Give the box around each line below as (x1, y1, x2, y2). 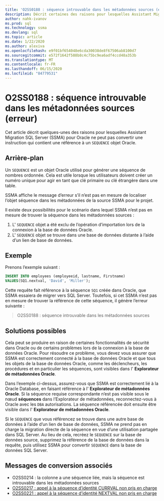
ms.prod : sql (5, 21, 32, 26)
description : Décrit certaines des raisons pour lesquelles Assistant (5, 12, 152, 17)
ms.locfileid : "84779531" (5, 71, 58, 76)
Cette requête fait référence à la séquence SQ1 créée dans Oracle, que (5, 288, 146, 293)
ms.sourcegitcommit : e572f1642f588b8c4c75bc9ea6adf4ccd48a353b (5, 53, 137, 58)
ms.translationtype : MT (5, 57, 54, 62)
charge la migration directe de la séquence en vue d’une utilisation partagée (5, 426, 158, 432)
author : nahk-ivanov (5, 16, 47, 21)
